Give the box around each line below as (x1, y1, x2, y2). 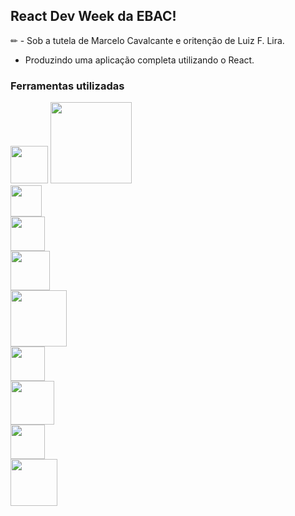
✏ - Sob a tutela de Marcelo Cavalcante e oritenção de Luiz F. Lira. (10, 34, 285, 46)
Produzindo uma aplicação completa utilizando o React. (24, 54, 255, 66)
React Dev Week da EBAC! (10, 8, 177, 25)
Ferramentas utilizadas (10, 79, 125, 93)
